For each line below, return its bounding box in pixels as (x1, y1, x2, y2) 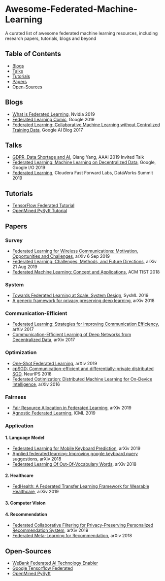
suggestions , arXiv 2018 (12, 456, 62, 462)
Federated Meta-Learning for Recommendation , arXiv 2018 (12, 533, 132, 539)
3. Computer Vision (5, 500, 46, 506)
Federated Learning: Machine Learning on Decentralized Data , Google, (12, 159, 156, 166)
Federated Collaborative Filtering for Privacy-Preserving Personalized (12, 522, 154, 528)
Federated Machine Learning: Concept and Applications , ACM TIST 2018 (12, 269, 160, 274)
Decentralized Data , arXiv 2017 (12, 337, 75, 343)
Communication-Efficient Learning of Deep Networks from (12, 332, 132, 338)
